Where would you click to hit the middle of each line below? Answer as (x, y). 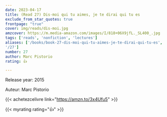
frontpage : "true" (24, 24)
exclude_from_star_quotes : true (39, 19)
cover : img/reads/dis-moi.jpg (37, 29)
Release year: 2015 (25, 80)
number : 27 (17, 52)
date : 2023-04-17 (23, 10)
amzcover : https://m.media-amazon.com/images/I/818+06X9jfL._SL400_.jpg (83, 33)
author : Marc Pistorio (29, 56)
